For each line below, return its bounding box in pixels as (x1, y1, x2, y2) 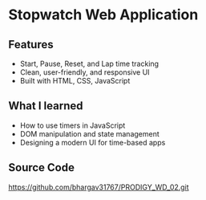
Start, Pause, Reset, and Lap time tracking (19, 59, 159, 68)
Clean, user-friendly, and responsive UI (19, 67, 150, 77)
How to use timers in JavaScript (19, 120, 126, 130)
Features (8, 38, 54, 51)
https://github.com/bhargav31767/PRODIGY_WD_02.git (8, 182, 190, 192)
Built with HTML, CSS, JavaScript (19, 76, 131, 85)
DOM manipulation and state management (19, 129, 160, 138)
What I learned (8, 99, 83, 113)
